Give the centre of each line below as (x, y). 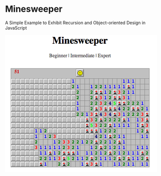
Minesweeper (34, 9)
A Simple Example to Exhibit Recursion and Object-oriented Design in (75, 23)
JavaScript (16, 28)
